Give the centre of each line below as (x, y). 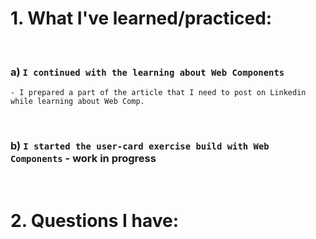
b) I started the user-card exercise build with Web (140, 146)
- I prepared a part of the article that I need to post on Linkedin (158, 93)
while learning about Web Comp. (77, 102)
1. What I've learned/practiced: (141, 18)
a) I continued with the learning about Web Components (147, 72)
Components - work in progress (83, 159)
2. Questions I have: (95, 220)
